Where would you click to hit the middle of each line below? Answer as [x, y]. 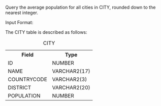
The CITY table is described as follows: [46, 32]
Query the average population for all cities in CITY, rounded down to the [80, 7]
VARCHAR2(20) [71, 88]
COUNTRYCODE [27, 79]
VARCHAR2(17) [71, 71]
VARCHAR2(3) [70, 79]
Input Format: [19, 22]
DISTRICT [20, 88]
